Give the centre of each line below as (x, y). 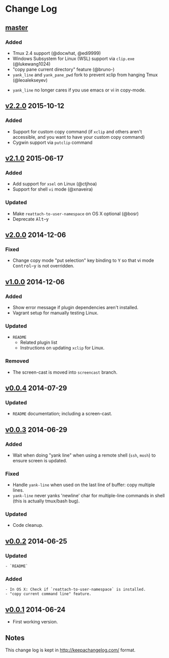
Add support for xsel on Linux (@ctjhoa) (55, 184)
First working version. (35, 622)
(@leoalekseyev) (30, 80)
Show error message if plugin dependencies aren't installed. (75, 307)
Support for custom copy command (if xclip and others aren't (77, 131)
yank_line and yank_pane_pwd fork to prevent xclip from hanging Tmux (85, 75)
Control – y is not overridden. (43, 266)
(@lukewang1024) (31, 64)
